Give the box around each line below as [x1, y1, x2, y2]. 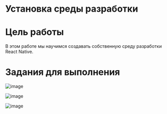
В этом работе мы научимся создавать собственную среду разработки [5, 43, 162, 49]
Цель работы [5, 26, 64, 38]
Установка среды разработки [5, 3, 138, 15]
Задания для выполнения [5, 67, 120, 78]
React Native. [5, 49, 34, 55]
